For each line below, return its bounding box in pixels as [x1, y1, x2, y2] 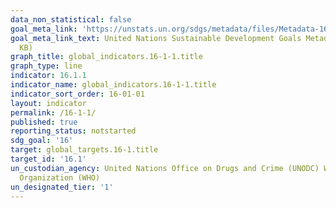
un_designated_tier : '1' [10, 182, 114, 192]
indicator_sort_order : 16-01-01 [10, 89, 145, 99]
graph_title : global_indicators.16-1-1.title [10, 52, 203, 62]
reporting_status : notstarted [10, 126, 137, 136]
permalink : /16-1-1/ [10, 107, 97, 118]
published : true [10, 117, 78, 127]
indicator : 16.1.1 [10, 71, 87, 81]
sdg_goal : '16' [10, 136, 74, 146]
